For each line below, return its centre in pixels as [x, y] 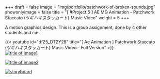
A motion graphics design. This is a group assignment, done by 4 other [76, 27]
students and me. [23, 33]
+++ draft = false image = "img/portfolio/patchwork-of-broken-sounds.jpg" [80, 7]
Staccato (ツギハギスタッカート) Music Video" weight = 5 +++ [67, 18]
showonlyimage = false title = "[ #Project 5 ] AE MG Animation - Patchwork [80, 12]
